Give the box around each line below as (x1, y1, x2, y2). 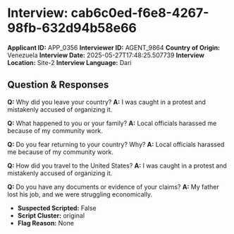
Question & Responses (7, 79, 109, 91)
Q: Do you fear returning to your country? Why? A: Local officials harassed (7, 140, 225, 148)
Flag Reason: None (17, 218, 74, 227)
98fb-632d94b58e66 (7, 20, 137, 36)
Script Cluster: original (17, 211, 85, 220)
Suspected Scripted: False (17, 204, 97, 212)
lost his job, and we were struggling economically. (7, 189, 153, 199)
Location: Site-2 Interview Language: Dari (7, 58, 132, 66)
